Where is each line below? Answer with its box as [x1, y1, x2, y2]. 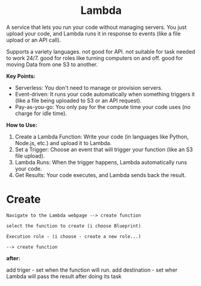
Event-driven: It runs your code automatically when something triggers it [14, 90, 195, 98]
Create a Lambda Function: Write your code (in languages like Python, [14, 133, 189, 140]
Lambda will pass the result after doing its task [6, 272, 122, 280]
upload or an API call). [6, 36, 61, 43]
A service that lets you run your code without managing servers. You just [6, 23, 187, 31]
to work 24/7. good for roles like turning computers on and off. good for [6, 54, 184, 61]
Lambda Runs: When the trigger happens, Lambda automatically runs [14, 158, 188, 166]
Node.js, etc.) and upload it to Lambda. [14, 139, 112, 146]
